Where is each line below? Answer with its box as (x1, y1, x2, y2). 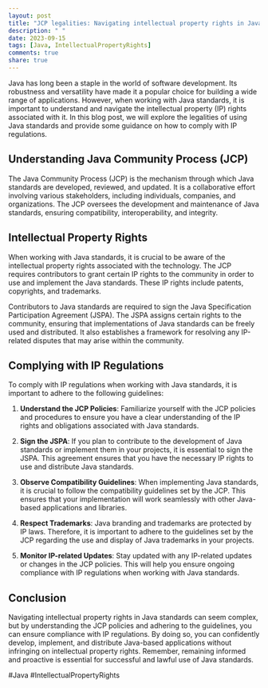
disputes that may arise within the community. (33, 335, 185, 345)
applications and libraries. (42, 503, 128, 513)
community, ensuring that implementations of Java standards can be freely (8, 318, 255, 328)
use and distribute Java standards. (19, 462, 134, 472)
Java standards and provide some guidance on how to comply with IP (8, 121, 238, 130)
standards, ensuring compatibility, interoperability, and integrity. (8, 207, 219, 217)
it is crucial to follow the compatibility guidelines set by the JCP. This (19, 486, 246, 496)
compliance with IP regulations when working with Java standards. (19, 568, 240, 578)
